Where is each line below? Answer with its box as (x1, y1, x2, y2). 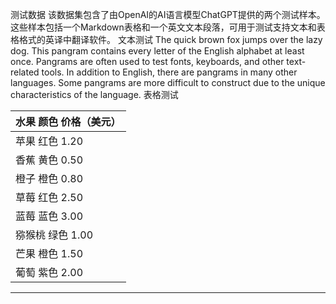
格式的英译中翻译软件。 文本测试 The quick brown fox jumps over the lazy (18, 34, 323, 45)
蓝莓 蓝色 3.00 (15, 209, 84, 223)
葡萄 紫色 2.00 (15, 266, 84, 279)
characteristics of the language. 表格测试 (10, 89, 179, 100)
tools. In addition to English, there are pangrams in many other (41, 66, 298, 78)
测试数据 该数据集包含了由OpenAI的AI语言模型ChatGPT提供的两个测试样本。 (10, 9, 326, 20)
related (10, 66, 40, 78)
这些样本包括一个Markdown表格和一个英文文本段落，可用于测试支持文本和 (10, 21, 317, 33)
